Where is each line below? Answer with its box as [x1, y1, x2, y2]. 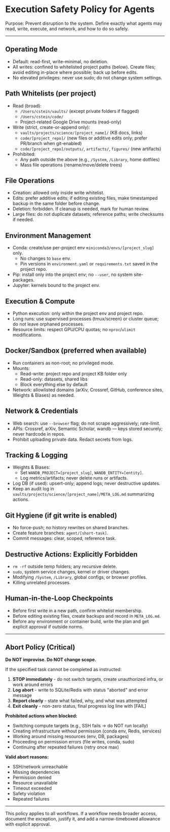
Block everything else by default [20, 381, 88, 387]
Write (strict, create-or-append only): [12, 124, 90, 130]
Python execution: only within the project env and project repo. [12, 310, 144, 316]
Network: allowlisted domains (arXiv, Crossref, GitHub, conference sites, [12, 387, 163, 393]
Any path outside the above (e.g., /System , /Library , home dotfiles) [20, 156, 160, 162]
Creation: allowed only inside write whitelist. [12, 190, 105, 196]
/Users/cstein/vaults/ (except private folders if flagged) [20, 108, 139, 114]
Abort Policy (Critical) [5, 643, 75, 652]
